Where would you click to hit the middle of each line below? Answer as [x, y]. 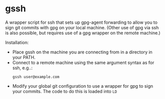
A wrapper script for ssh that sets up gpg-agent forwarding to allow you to [81, 22]
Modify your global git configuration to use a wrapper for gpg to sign [82, 86]
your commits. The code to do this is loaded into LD [65, 91]
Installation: [17, 42]
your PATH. [24, 57]
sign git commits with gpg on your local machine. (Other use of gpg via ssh [82, 27]
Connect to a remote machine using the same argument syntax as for [83, 62]
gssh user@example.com [36, 77]
